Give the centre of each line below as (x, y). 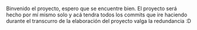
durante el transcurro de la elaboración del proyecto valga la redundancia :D (99, 21)
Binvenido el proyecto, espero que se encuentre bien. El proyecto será (91, 9)
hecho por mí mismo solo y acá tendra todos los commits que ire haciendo (97, 15)
